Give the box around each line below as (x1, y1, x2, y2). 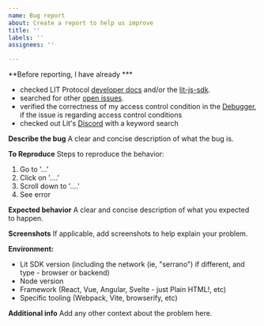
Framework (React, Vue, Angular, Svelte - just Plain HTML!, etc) (19, 285, 227, 294)
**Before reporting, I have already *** (8, 70, 133, 79)
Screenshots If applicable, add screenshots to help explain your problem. (8, 229, 248, 238)
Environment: (8, 244, 54, 254)
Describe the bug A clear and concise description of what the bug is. (8, 134, 234, 143)
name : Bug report (8, 11, 66, 20)
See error (19, 190, 51, 199)
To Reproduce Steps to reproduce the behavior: (8, 150, 164, 159)
